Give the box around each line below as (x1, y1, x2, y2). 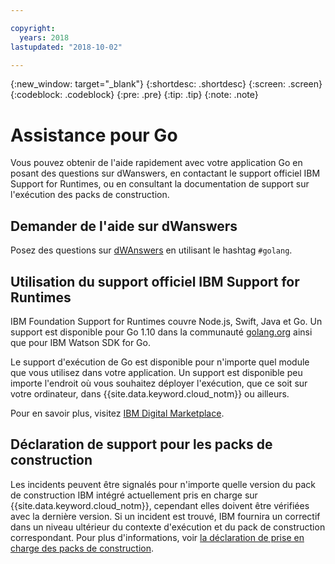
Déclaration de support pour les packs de (10, 436, 273, 453)
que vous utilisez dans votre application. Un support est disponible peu (10, 366, 303, 378)
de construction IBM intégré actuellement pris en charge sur (10, 489, 258, 501)
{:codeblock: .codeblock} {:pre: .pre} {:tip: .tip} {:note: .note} (10, 89, 259, 101)
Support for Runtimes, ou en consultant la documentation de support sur (10, 178, 310, 190)
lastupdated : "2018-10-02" (10, 42, 123, 52)
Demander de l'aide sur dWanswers (10, 217, 238, 235)
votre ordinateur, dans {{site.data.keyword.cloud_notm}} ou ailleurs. (10, 387, 290, 400)
